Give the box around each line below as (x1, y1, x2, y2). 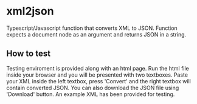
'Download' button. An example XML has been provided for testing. (6, 90, 175, 98)
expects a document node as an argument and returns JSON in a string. (6, 30, 187, 38)
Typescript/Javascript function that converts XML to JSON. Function (6, 24, 178, 32)
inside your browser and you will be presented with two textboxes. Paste (6, 71, 188, 78)
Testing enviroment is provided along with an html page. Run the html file (6, 64, 190, 72)
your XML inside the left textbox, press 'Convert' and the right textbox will (6, 77, 192, 85)
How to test (6, 49, 50, 59)
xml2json (6, 4, 54, 18)
